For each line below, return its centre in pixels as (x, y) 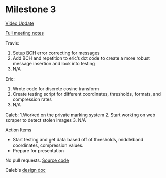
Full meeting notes (25, 33)
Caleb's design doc (25, 170)
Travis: (12, 43)
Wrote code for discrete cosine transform (56, 88)
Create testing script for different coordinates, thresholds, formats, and (87, 94)
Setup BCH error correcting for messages (56, 53)
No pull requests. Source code (37, 160)
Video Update (20, 23)
